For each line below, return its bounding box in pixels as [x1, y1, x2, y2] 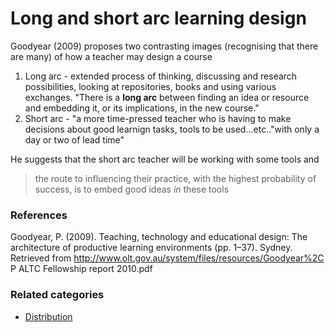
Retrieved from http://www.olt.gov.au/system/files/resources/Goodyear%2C [10, 252, 325, 264]
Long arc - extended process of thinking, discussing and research [24, 70, 298, 82]
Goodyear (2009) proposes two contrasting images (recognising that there [10, 40, 319, 52]
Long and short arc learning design [10, 7, 307, 30]
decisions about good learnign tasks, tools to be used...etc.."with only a [24, 123, 320, 135]
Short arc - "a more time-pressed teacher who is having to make [24, 112, 292, 124]
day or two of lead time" [24, 133, 125, 146]
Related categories [10, 288, 105, 302]
